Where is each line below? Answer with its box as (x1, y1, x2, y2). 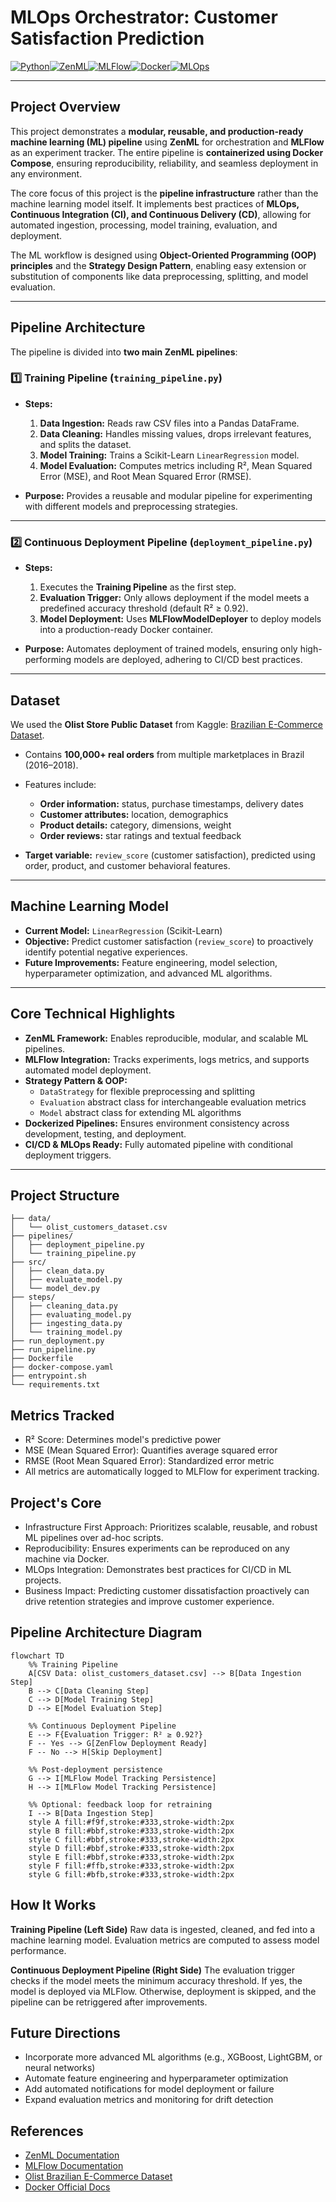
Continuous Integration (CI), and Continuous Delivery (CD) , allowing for (10, 208, 312, 220)
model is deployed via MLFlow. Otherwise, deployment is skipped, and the (10, 1985, 317, 1997)
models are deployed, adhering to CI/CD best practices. (73, 654, 303, 666)
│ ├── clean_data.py (10, 1266, 105, 1276)
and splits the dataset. (39, 438, 132, 450)
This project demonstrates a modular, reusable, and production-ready (10, 125, 304, 137)
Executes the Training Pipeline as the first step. (39, 581, 237, 593)
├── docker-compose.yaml (10, 1362, 114, 1373)
